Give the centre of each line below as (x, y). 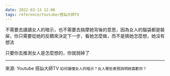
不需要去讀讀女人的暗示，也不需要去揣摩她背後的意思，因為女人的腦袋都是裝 (85, 29)
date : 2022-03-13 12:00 (30, 10)
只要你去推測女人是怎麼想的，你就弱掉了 (47, 53)
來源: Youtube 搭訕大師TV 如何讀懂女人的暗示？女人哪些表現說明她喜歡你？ (76, 68)
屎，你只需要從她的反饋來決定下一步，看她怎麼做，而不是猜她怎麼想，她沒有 (85, 36)
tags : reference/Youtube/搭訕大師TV (42, 15)
